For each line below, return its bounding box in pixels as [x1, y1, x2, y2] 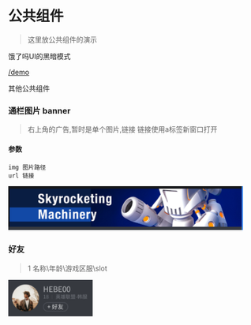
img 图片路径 [8, 163, 47, 172]
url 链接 [8, 172, 35, 180]
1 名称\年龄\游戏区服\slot [27, 263, 108, 273]
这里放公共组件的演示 [27, 35, 97, 44]
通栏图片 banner [8, 105, 71, 116]
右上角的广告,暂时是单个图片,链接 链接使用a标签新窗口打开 [27, 125, 218, 134]
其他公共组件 [8, 84, 50, 93]
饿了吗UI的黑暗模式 [8, 51, 71, 61]
